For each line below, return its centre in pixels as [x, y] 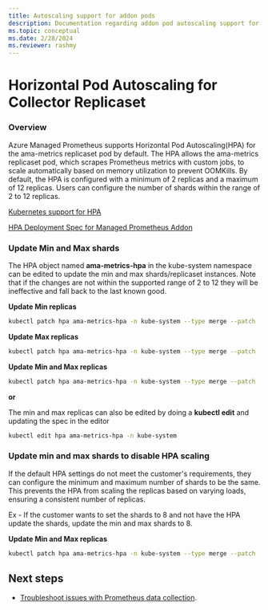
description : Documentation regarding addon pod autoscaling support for [134, 23]
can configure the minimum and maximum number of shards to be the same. [134, 482]
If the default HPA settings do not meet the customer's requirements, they [130, 474]
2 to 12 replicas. [34, 196]
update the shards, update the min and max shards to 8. [100, 523]
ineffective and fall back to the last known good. [88, 291]
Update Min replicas [42, 307]
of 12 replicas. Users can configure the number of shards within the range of [134, 187]
